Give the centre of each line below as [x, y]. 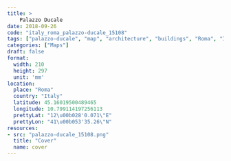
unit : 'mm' [29, 77]
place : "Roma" [33, 90]
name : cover [31, 147]
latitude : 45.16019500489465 [55, 103]
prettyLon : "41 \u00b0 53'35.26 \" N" [63, 122]
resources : [23, 128]
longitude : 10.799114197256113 [58, 109]
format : [18, 58]
